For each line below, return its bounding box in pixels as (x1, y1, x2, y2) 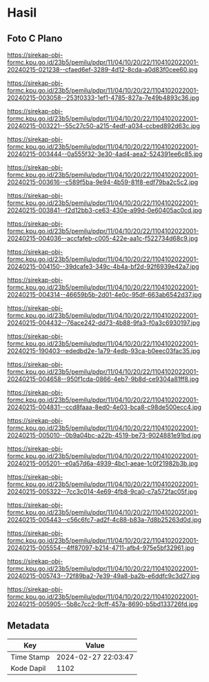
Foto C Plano (7, 33, 63, 44)
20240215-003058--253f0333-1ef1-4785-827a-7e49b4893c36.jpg (7, 93, 199, 102)
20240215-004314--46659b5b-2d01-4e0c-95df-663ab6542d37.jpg (7, 291, 202, 298)
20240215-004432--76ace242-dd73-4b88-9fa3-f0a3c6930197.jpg (7, 318, 200, 327)
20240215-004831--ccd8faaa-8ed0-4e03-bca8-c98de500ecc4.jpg (7, 403, 202, 411)
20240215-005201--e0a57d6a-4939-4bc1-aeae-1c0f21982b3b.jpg (7, 459, 198, 467)
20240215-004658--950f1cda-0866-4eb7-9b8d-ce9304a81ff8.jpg (7, 375, 199, 383)
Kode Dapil (10, 663, 46, 673)
